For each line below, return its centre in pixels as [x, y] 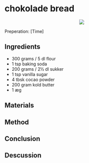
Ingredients [22, 47]
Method [17, 122]
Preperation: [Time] [24, 31]
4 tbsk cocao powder [33, 80]
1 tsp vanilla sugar [30, 74]
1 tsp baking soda [29, 64]
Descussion [23, 155]
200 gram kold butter [33, 84]
